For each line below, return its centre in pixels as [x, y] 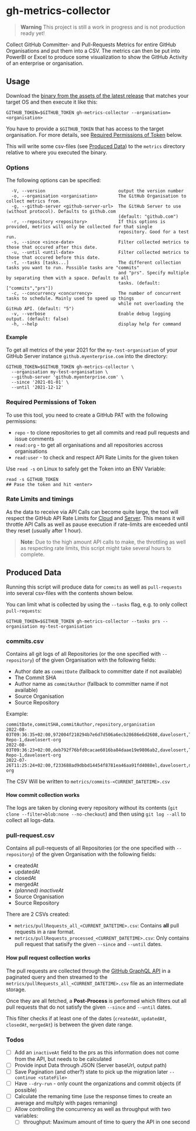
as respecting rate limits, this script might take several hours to [96, 548]
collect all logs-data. [31, 820]
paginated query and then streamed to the [57, 977]
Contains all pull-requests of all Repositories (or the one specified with [91, 848]
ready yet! [32, 33]
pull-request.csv [30, 836]
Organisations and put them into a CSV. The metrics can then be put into [93, 50]
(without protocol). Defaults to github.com [61, 212]
